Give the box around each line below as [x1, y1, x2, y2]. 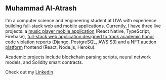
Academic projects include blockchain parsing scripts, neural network [5, 54, 151, 60]
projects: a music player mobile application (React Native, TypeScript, [5, 28, 150, 34]
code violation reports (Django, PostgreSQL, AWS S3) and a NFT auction [5, 39, 157, 45]
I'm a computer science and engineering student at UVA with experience [5, 17, 157, 23]
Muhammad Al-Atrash [5, 4, 77, 13]
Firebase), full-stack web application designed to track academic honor [5, 33, 154, 39]
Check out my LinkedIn [5, 69, 54, 75]
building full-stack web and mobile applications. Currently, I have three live [5, 23, 161, 29]
